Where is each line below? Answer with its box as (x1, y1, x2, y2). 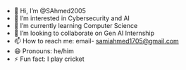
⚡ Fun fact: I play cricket (13, 55, 85, 63)
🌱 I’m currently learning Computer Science (13, 22, 138, 29)
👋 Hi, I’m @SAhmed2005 (13, 7, 86, 15)
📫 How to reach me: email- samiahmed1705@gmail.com (13, 37, 180, 45)
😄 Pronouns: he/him (13, 47, 74, 55)
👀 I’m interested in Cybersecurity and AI (13, 14, 130, 22)
